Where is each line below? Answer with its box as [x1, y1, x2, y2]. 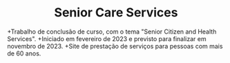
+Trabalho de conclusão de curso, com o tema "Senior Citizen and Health [7, 27, 217, 36]
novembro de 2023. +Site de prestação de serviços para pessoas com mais [7, 42, 223, 50]
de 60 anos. [7, 49, 41, 58]
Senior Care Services [54, 5, 178, 21]
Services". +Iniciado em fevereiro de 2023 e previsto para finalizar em [7, 34, 207, 42]
